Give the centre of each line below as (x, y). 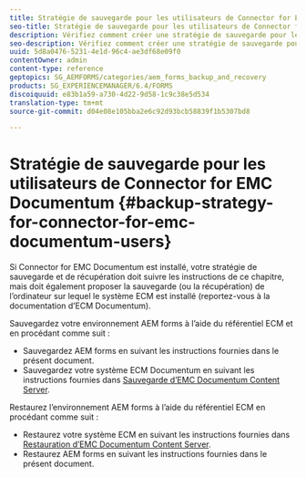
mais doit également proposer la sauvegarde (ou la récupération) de (137, 286)
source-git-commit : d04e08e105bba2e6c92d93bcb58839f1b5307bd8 (130, 111)
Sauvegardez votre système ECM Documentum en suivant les (138, 370)
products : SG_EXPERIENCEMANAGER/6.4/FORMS (91, 86)
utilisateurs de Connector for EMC (141, 184)
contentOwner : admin (49, 60)
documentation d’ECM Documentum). (81, 306)
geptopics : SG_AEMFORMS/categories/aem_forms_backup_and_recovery (138, 78)
